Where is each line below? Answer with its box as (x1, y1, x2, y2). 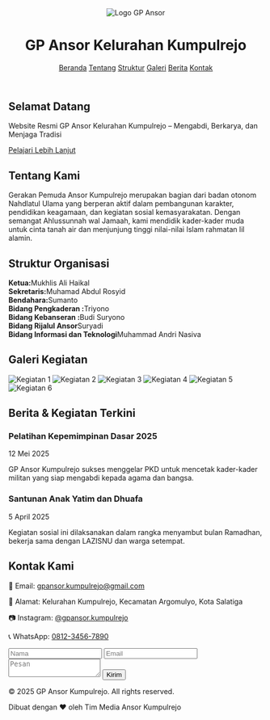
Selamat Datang (8, 99, 91, 113)
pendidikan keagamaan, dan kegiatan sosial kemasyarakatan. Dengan (8, 208, 241, 217)
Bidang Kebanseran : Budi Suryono (8, 312, 125, 322)
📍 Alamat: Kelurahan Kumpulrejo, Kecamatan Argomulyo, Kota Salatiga (8, 596, 243, 606)
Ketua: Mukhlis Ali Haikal (8, 278, 91, 288)
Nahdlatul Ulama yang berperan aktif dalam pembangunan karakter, (8, 199, 234, 208)
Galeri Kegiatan (8, 353, 88, 367)
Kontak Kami (8, 559, 74, 573)
